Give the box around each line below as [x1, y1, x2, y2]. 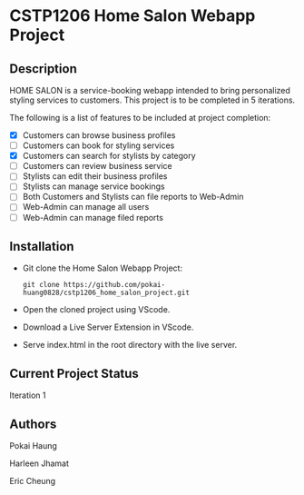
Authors [9, 416, 57, 431]
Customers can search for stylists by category [22, 151, 197, 162]
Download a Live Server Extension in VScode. [22, 322, 194, 332]
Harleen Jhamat [9, 458, 70, 469]
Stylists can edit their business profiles [22, 171, 168, 182]
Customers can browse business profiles [22, 130, 176, 141]
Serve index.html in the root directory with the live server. [22, 340, 238, 351]
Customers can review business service [22, 161, 172, 172]
